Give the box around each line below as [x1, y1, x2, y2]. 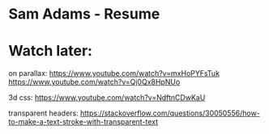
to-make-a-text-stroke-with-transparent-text [8, 117, 159, 127]
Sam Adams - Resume [8, 5, 160, 23]
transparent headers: [8, 108, 79, 118]
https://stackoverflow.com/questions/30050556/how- [79, 108, 261, 118]
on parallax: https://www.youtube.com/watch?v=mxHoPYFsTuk [8, 69, 220, 78]
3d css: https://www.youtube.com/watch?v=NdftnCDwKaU [8, 93, 206, 103]
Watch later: [8, 42, 93, 61]
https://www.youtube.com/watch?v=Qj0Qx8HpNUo [8, 77, 181, 87]
